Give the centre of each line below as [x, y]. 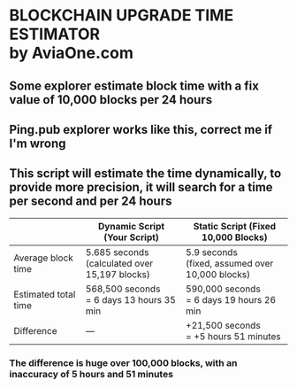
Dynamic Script [132, 226]
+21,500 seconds [223, 325]
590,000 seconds [223, 289]
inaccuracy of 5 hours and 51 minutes [91, 374]
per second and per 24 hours [91, 202]
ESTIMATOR [54, 34]
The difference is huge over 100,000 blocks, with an [123, 362]
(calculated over [119, 263]
